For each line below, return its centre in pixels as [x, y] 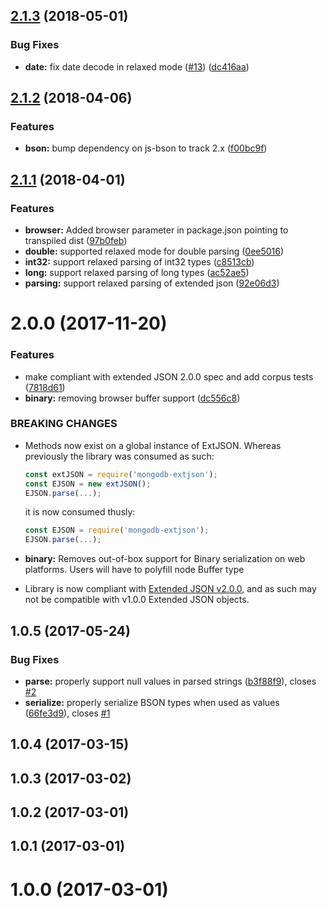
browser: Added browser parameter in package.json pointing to [156, 230]
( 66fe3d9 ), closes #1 [67, 713]
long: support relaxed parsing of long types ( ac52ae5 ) [137, 273]
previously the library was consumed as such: [119, 456]
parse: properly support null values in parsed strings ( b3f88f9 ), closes [170, 681]
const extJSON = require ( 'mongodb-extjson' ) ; [121, 474]
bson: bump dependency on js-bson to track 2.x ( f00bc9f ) [146, 148]
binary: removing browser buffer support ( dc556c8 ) [132, 398]
